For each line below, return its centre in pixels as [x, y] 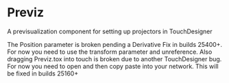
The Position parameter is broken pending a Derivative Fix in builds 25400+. [115, 44]
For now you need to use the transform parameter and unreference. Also [110, 52]
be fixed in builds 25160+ [43, 73]
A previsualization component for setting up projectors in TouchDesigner [110, 31]
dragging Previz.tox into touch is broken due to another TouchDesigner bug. [114, 59]
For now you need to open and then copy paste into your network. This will [113, 66]
